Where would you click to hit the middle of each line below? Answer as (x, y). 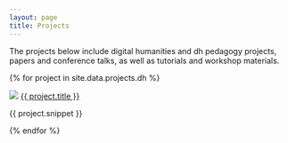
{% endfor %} (35, 131)
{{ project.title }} (50, 96)
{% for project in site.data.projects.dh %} (85, 77)
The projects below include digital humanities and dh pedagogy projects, (143, 51)
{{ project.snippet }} (46, 113)
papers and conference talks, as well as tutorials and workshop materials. (144, 60)
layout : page (33, 17)
